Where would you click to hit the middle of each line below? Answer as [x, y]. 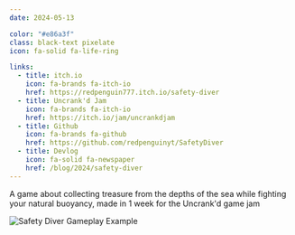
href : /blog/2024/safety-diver [84, 168]
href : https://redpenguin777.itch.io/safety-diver [123, 92]
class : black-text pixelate [62, 42]
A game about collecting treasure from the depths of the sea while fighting [148, 193]
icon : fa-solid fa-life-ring [64, 51]
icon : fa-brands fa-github [76, 135]
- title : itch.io [50, 76]
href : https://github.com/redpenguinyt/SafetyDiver [124, 143]
